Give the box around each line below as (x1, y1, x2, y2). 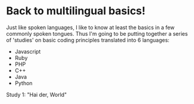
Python (14, 79, 33, 87)
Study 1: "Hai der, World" (6, 91, 67, 98)
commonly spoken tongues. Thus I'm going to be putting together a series (6, 30, 188, 37)
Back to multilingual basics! (6, 4, 146, 18)
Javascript (14, 48, 41, 55)
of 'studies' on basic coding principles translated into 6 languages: (6, 36, 170, 43)
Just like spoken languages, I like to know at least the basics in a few (6, 24, 175, 31)
